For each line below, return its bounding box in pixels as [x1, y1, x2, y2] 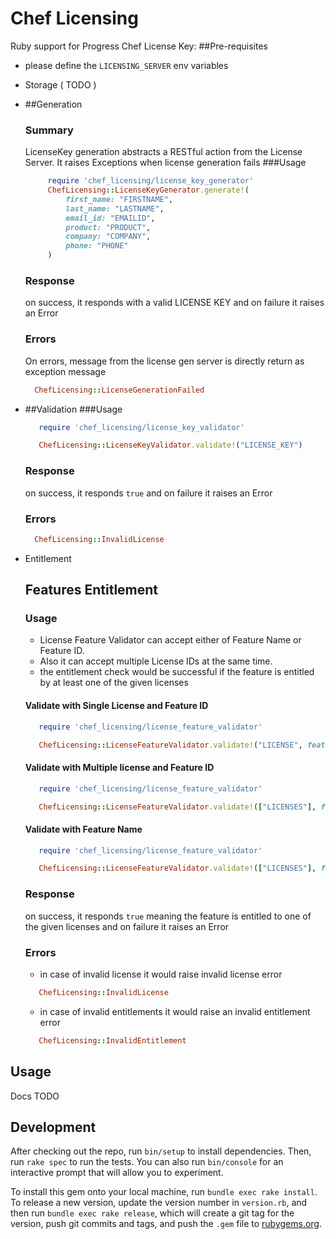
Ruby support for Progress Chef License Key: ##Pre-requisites [10, 40, 268, 52]
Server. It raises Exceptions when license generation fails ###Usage [24, 157, 307, 169]
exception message [24, 365, 107, 377]
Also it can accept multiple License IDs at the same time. [39, 655, 273, 667]
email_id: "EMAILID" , [65, 213, 156, 223]
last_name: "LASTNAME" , [65, 203, 165, 214]
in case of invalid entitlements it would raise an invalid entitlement [39, 1005, 311, 1017]
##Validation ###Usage [24, 403, 123, 415]
